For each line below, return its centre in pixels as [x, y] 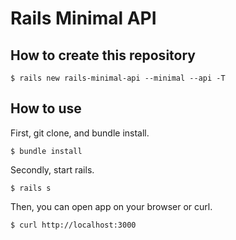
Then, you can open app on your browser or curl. [111, 206]
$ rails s [31, 188]
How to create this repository [103, 55]
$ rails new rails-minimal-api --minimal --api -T [118, 78]
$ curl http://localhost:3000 [73, 225]
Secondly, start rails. [52, 169]
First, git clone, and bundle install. [80, 133]
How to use [46, 108]
